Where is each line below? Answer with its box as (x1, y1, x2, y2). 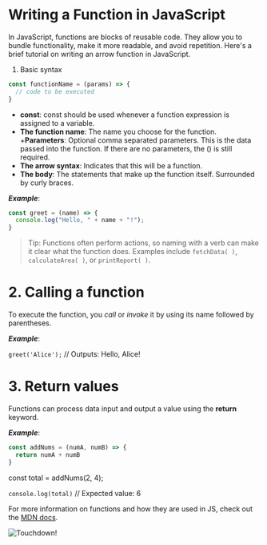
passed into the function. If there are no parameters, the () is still (19, 143, 233, 153)
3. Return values (8, 377, 119, 396)
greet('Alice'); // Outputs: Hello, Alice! (8, 349, 141, 359)
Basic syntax (19, 64, 62, 74)
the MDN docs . (8, 512, 58, 522)
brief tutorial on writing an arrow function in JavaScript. (8, 49, 191, 59)
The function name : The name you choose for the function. (19, 127, 217, 136)
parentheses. (8, 318, 52, 328)
